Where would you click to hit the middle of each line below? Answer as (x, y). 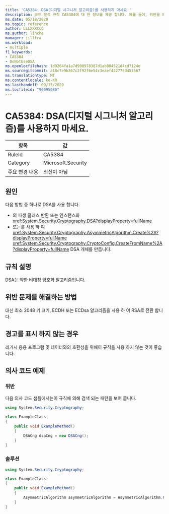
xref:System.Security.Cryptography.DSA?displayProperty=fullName (82, 221)
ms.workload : (19, 43)
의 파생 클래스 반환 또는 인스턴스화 (46, 215)
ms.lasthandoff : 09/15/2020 (35, 85)
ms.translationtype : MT (30, 76)
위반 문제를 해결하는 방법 (41, 297)
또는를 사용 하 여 (29, 227)
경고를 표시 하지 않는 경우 (42, 334)
